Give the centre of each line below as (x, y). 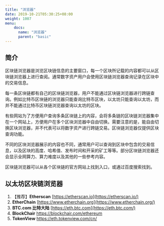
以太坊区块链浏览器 (34, 184)
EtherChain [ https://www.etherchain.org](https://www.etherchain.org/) (83, 202)
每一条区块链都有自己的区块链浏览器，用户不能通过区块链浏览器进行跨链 (78, 93)
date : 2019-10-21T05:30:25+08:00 (39, 14)
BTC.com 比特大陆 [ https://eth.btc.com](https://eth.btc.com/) (74, 207)
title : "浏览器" (20, 10)
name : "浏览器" (32, 32)
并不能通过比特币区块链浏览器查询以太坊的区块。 (54, 105)
